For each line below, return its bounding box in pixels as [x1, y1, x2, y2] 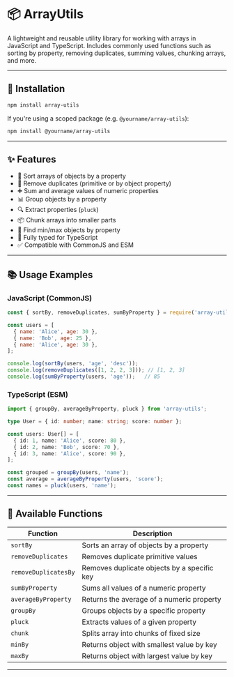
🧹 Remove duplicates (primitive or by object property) [17, 179, 172, 188]
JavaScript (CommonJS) [7, 293, 93, 303]
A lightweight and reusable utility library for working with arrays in [7, 33, 196, 43]
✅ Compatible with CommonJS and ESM [17, 241, 134, 249]
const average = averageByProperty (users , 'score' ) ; [7, 476, 164, 482]
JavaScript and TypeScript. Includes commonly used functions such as [7, 41, 212, 50]
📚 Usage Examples [7, 268, 93, 280]
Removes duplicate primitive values [81, 552, 198, 561]
